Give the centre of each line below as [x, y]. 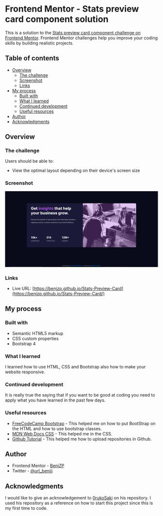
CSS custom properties [35, 338]
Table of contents [32, 58]
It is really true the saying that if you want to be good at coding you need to [80, 395]
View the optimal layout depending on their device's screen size [76, 170]
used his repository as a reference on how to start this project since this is [79, 503]
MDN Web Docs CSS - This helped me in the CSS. [62, 433]
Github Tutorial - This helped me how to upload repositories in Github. [82, 439]
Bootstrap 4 [24, 344]
